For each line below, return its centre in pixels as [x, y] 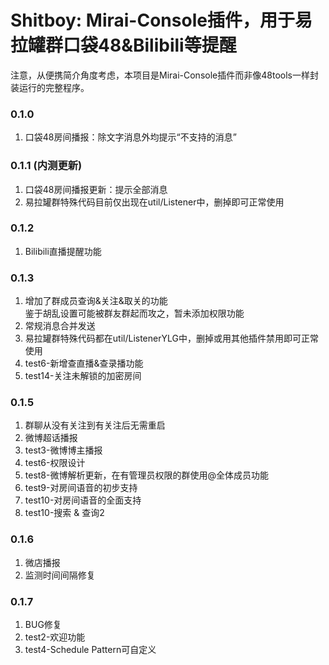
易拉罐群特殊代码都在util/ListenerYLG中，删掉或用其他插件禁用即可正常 [171, 338]
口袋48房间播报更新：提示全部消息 [96, 189]
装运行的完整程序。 [50, 87]
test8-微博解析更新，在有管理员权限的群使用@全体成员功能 [146, 475]
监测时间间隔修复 [60, 575]
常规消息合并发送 [60, 326]
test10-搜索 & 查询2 [64, 513]
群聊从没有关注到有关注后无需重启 [95, 425]
